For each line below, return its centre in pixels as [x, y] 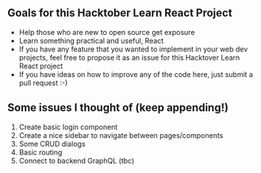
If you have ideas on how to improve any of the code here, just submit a [136, 74]
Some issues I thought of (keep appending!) [118, 108]
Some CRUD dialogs [52, 144]
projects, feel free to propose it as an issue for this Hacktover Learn [129, 57]
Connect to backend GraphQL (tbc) [77, 160]
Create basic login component [68, 127]
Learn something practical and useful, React [91, 40]
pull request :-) [43, 83]
